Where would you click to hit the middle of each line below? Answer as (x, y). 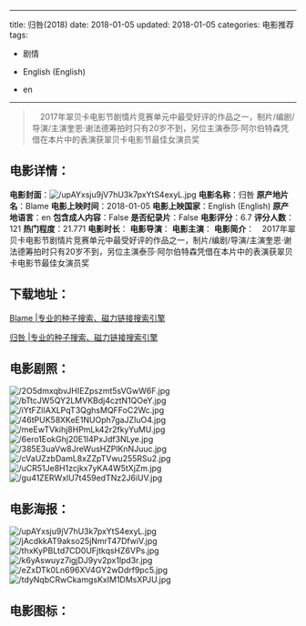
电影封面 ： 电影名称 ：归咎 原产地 (145, 194)
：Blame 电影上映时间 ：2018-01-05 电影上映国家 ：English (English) (144, 206)
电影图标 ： (40, 611)
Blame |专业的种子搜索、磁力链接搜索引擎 (87, 318)
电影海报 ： (40, 509)
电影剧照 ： (40, 369)
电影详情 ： (40, 171)
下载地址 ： (40, 294)
